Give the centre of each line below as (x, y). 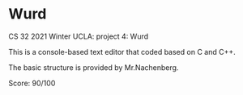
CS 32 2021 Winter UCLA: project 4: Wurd (79, 36)
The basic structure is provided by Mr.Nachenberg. (94, 67)
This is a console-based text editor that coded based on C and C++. (122, 52)
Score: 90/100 (32, 83)
